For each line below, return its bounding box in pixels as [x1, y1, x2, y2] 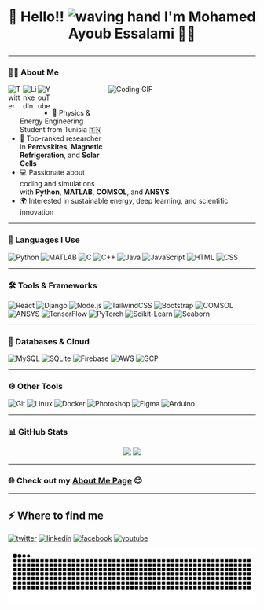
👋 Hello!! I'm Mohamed [8, 8, 256, 26]
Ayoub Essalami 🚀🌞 [68, 24, 196, 42]
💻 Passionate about [19, 167, 85, 177]
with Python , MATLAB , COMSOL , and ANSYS [19, 187, 170, 197]
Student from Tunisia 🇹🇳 [19, 125, 102, 134]
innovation [19, 208, 54, 217]
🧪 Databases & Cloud [8, 336, 90, 347]
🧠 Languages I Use [8, 234, 81, 245]
